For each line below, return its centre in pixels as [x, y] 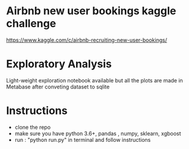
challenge [31, 23]
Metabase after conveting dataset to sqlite [58, 87]
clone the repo [33, 127]
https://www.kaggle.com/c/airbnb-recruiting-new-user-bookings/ [87, 40]
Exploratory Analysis [59, 64]
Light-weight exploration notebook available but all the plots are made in [94, 80]
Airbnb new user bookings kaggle [91, 11]
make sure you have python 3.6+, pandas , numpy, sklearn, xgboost [98, 133]
